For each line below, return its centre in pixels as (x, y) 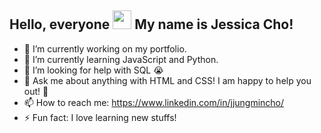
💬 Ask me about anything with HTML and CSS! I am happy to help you (167, 80)
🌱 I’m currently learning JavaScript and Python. (121, 59)
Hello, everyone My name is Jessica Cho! (151, 24)
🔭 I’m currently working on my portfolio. (105, 48)
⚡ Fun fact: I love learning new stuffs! (100, 117)
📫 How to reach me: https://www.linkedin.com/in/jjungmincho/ (154, 102)
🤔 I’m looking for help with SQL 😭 (93, 70)
